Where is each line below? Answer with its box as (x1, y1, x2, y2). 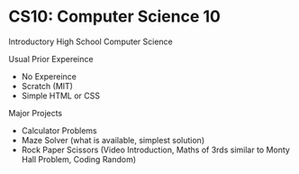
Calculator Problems (21, 124, 98, 136)
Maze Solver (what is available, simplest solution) (21, 134, 204, 145)
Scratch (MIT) (21, 80, 74, 91)
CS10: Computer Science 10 (8, 6, 222, 27)
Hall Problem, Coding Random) (21, 153, 137, 164)
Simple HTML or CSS (21, 90, 101, 101)
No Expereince (21, 70, 77, 82)
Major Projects (8, 107, 63, 118)
